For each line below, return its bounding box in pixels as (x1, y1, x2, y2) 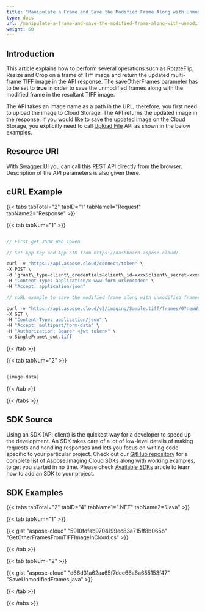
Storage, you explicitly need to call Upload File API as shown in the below (6, 122, 191, 130)
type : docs (6, 15, 34, 21)
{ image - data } (6, 374, 40, 380)
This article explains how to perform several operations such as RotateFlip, (6, 65, 194, 72)
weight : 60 (6, 26, 34, 32)
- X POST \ (6, 267, 32, 273)
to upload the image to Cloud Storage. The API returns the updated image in (6, 109, 198, 117)
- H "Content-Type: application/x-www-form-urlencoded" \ (6, 278, 154, 284)
